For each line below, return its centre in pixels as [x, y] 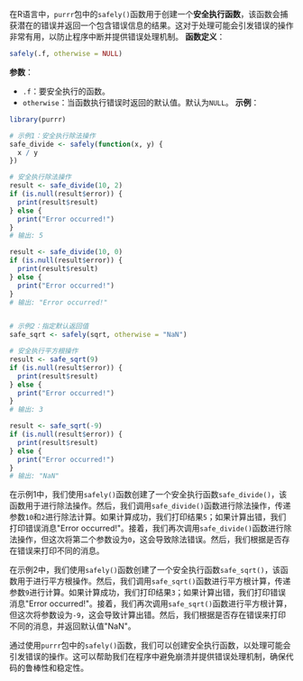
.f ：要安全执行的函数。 [66, 91]
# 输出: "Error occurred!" [59, 302]
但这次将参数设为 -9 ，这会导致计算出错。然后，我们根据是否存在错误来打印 [148, 615]
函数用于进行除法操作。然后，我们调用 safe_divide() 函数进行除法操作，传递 [150, 506]
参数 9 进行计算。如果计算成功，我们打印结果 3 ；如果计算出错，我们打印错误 [148, 593]
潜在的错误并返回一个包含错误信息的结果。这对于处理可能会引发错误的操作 [155, 25]
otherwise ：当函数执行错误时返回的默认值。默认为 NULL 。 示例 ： [141, 102]
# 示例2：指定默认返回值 [49, 327]
